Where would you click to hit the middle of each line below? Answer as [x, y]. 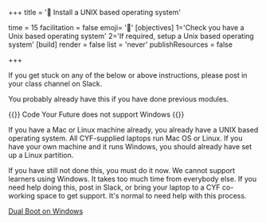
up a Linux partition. [41, 155]
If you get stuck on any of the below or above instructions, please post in [128, 75]
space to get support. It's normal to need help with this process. [141, 196]
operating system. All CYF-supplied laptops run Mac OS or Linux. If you [125, 138]
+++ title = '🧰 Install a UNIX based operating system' [95, 12]
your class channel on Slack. [55, 84]
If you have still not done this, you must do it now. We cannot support [122, 170]
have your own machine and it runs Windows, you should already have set [130, 146]
